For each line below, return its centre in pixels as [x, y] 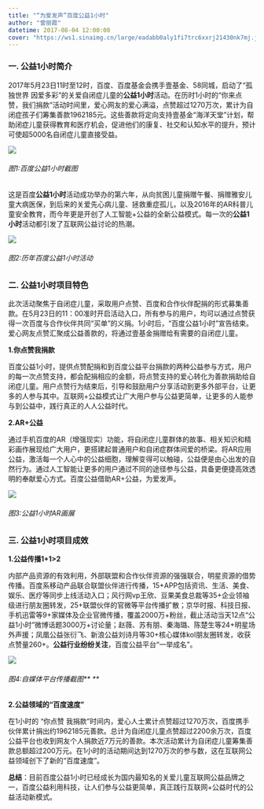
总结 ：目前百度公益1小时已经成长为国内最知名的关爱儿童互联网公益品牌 [123, 778]
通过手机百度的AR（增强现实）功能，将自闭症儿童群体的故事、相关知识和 [126, 440]
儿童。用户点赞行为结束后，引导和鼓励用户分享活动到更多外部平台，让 [135, 386]
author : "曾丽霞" [35, 23]
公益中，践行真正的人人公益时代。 [77, 406]
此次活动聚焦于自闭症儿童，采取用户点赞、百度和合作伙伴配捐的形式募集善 [128, 304]
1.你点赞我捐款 [31, 350]
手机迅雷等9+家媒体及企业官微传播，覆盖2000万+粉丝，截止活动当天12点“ [128, 615]
